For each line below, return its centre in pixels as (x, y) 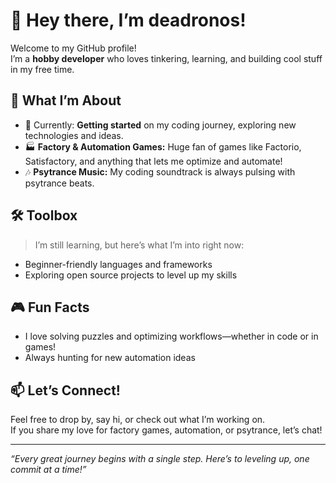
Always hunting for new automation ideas (110, 358)
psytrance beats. (59, 183)
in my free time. (42, 69)
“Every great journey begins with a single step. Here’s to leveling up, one (160, 459)
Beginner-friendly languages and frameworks (118, 264)
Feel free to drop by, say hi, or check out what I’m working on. (138, 420)
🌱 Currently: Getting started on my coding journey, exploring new (160, 125)
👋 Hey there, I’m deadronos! (128, 20)
